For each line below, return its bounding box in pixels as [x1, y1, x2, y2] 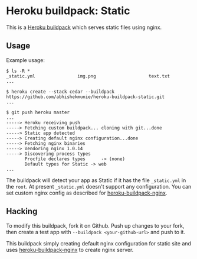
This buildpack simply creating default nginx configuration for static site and [6, 239, 192, 247]
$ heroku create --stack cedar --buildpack [6, 89, 115, 95]
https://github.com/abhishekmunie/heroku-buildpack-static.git [6, 93, 165, 100]
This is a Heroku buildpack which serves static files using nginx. [6, 24, 162, 31]
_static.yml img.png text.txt [6, 73, 170, 79]
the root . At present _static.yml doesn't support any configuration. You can [6, 183, 192, 190]
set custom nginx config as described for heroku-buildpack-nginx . [6, 189, 168, 196]
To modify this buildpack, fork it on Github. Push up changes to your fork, [6, 222, 185, 229]
